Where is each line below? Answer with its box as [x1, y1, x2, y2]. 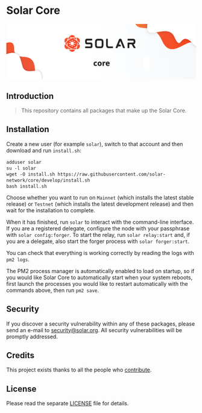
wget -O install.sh [6, 171, 55, 177]
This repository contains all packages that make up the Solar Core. [21, 107, 187, 114]
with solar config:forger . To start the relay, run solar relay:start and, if [6, 231, 190, 238]
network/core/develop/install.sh [6, 177, 90, 183]
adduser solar [6, 159, 42, 165]
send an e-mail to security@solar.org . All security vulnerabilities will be [6, 326, 183, 333]
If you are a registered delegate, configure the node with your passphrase [6, 224, 190, 232]
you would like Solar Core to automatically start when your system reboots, [6, 274, 193, 281]
